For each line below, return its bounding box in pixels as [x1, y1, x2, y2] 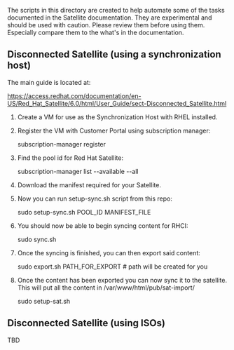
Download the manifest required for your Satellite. [17, 180, 161, 189]
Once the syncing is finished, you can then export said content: [17, 248, 201, 257]
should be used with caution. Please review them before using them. [7, 21, 205, 29]
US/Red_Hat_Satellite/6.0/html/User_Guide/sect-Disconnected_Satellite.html [7, 99, 227, 107]
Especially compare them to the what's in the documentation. [7, 28, 184, 36]
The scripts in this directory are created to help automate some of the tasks [7, 6, 226, 14]
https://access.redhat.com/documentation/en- [7, 91, 142, 100]
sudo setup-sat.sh [17, 297, 71, 305]
